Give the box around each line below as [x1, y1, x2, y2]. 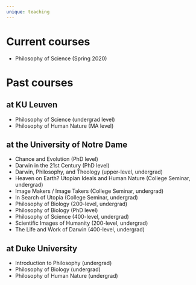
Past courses [6, 76, 74, 89]
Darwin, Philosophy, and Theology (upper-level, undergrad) [14, 168, 163, 175]
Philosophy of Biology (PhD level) [14, 207, 98, 214]
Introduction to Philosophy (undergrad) [14, 260, 112, 267]
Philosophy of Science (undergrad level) [14, 116, 116, 123]
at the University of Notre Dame [6, 139, 128, 149]
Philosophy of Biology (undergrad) [14, 266, 101, 273]
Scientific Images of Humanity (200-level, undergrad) [14, 219, 148, 227]
